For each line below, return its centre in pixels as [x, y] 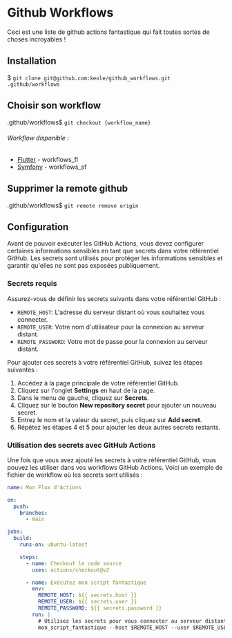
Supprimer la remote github [68, 189]
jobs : [15, 532]
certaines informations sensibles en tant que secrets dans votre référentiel [113, 251]
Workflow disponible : [38, 138]
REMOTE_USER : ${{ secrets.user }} [87, 602]
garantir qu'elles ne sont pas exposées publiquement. [84, 266]
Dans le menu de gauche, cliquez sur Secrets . [83, 398]
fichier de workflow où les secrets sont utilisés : [75, 475]
